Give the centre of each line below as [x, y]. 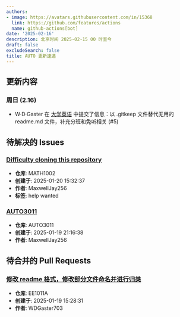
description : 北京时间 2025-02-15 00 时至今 [59, 39]
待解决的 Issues [35, 142]
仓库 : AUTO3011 [34, 225]
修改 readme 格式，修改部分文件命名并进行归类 [74, 279]
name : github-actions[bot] [45, 28]
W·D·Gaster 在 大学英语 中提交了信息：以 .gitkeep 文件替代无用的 [94, 114]
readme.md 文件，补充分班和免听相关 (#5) [67, 122]
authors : [17, 12]
